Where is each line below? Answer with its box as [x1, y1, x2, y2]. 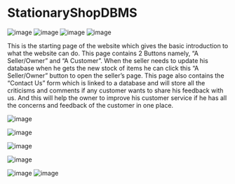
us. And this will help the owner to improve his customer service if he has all [7, 93, 227, 102]
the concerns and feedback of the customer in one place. [7, 101, 174, 109]
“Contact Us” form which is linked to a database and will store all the [7, 78, 206, 87]
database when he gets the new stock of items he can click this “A [7, 64, 199, 72]
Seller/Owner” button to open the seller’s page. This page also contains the [7, 71, 224, 80]
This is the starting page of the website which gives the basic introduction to [7, 41, 229, 50]
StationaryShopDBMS [7, 5, 138, 21]
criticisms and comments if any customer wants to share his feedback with [7, 86, 224, 94]
